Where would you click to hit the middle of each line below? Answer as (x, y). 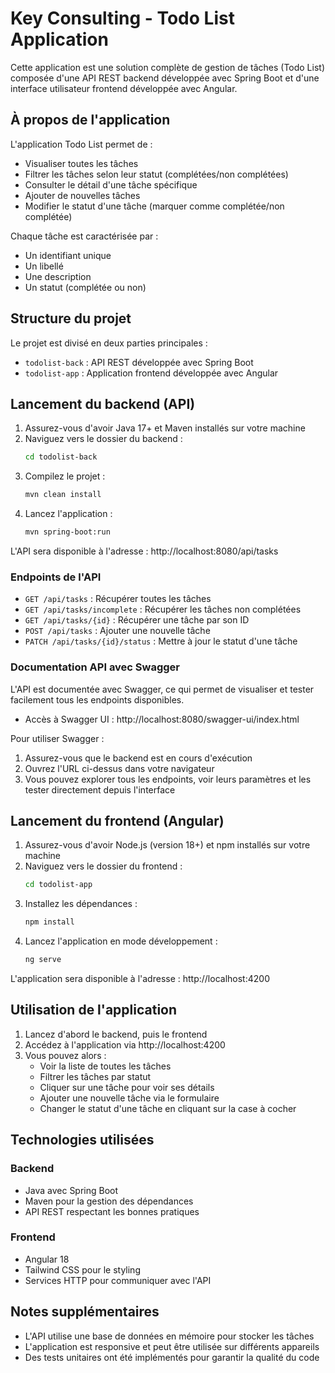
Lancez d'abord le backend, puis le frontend (116, 1034)
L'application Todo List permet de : (81, 144)
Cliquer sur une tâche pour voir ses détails (127, 1087)
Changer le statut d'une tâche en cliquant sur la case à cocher (168, 1108)
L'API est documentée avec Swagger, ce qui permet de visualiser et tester (162, 689)
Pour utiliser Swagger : (57, 738)
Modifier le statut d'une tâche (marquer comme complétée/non (154, 206)
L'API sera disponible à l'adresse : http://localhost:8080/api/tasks (144, 551)
